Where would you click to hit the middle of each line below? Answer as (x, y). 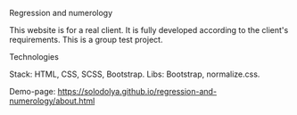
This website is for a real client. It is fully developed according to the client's (149, 30)
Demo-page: (33, 91)
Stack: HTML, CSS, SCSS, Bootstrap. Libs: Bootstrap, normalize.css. (135, 74)
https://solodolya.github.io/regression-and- (137, 91)
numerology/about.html (52, 101)
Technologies (34, 57)
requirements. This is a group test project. (86, 40)
